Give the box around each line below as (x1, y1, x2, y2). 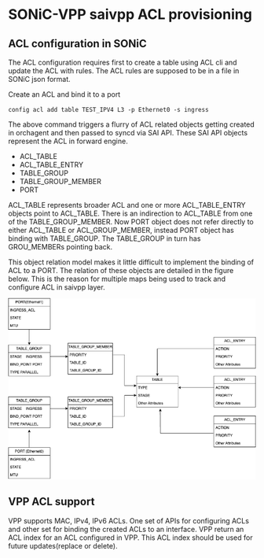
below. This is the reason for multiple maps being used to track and (8, 274, 226, 283)
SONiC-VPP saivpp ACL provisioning (8, 6, 253, 24)
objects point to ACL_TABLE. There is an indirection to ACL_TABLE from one (8, 209, 253, 218)
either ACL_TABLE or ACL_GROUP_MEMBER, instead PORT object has (8, 226, 234, 235)
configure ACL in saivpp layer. (8, 283, 105, 292)
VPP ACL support (8, 495, 95, 508)
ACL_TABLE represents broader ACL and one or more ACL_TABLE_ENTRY (8, 201, 246, 209)
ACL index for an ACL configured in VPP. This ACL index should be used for (8, 533, 253, 542)
